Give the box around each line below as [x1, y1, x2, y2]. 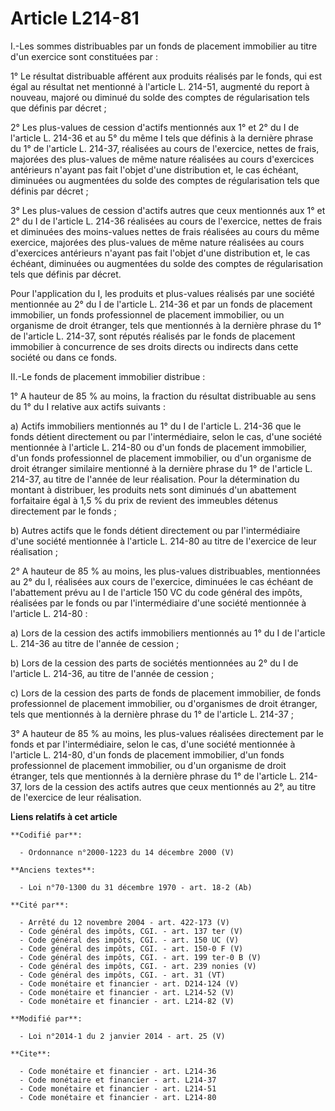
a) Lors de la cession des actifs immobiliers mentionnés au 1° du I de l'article [10, 627, 326, 639]
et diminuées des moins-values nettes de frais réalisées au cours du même [10, 225, 320, 237]
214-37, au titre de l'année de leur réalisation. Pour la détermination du [10, 473, 300, 485]
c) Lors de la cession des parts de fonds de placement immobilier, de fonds [10, 687, 322, 699]
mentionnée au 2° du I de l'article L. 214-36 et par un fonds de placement [10, 298, 313, 310]
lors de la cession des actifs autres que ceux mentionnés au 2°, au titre [24, 780, 317, 792]
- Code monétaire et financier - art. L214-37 [19, 1075, 217, 1085]
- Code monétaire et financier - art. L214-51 [19, 1083, 217, 1094]
